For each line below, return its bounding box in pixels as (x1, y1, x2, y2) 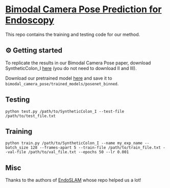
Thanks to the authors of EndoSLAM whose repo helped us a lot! (5, 177, 141, 183)
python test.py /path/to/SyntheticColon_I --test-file (5, 109, 125, 114)
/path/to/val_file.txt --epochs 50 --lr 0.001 (28, 150, 129, 155)
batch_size (5, 145, 29, 150)
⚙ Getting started (5, 46, 63, 55)
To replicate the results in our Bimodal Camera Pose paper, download (5, 60, 151, 66)
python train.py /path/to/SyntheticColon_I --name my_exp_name (5, 140, 143, 146)
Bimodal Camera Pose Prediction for (5, 4, 162, 15)
